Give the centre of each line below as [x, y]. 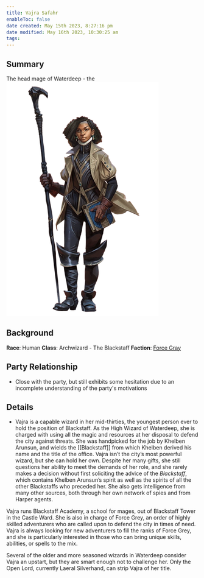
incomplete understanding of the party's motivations [81, 388]
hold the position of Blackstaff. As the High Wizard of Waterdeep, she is [105, 428]
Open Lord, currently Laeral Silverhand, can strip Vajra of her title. [89, 568]
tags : [13, 39]
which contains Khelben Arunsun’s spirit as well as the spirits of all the [103, 480]
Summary [25, 64]
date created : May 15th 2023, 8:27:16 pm [60, 26]
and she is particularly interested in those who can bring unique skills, [94, 537]
